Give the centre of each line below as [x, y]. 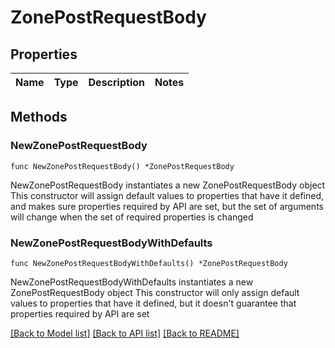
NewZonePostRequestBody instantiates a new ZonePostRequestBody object [168, 185]
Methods [39, 117]
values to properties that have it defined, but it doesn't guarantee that [153, 303]
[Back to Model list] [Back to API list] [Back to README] [125, 333]
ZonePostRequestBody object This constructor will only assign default [155, 292]
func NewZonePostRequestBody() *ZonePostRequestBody [122, 166]
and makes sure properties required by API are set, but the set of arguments [167, 206]
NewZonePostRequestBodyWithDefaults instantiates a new [132, 282]
